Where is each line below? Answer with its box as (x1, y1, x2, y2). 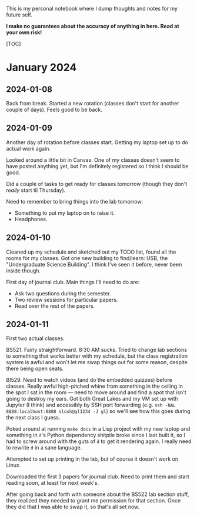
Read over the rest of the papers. (14, 302, 95, 309)
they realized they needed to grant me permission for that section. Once (6, 497, 181, 504)
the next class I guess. (6, 414, 61, 421)
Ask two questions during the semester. (14, 289, 111, 297)
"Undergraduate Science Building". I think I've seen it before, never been (6, 261, 182, 268)
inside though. (6, 267, 41, 274)
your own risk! (6, 29, 42, 36)
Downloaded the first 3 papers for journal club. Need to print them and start (6, 473, 189, 480)
